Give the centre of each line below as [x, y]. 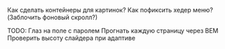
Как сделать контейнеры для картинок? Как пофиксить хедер [99, 10]
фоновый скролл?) [70, 17]
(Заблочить [24, 17]
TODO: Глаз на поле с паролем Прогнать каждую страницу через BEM [113, 31]
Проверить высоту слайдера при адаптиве [71, 38]
